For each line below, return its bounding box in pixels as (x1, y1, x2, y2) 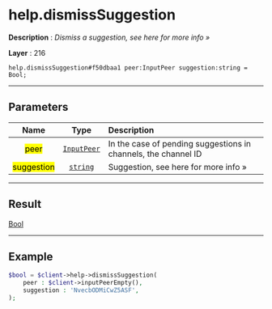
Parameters (8, 100, 69, 114)
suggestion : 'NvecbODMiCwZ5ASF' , (23, 286, 139, 294)
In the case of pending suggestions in (108, 138, 252, 149)
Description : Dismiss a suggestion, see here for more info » (8, 32, 210, 42)
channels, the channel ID (108, 148, 202, 159)
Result (8, 197, 42, 211)
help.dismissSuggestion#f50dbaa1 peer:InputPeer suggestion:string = (8, 63, 249, 72)
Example (8, 249, 53, 264)
